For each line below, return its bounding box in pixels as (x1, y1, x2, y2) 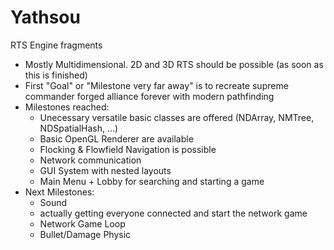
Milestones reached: (24, 101, 110, 113)
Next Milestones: (24, 186, 95, 198)
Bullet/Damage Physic (39, 228, 132, 240)
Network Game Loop (39, 217, 126, 230)
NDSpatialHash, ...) (39, 122, 119, 134)
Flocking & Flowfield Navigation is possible (39, 143, 217, 155)
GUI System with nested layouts (39, 164, 172, 176)
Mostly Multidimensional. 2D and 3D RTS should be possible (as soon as (24, 58, 324, 70)
